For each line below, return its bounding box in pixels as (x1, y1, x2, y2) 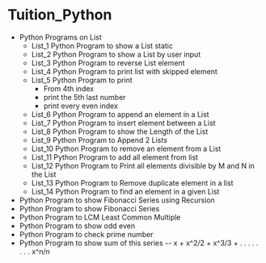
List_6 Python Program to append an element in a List (31, 109, 209, 119)
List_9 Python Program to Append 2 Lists (31, 135, 167, 144)
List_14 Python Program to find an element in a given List (31, 186, 220, 196)
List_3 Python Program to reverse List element (31, 58, 185, 68)
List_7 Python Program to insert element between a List (31, 118, 216, 127)
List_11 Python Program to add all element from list (31, 152, 199, 162)
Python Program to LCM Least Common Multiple (19, 212, 181, 222)
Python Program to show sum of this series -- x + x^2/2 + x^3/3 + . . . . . (19, 238, 260, 248)
